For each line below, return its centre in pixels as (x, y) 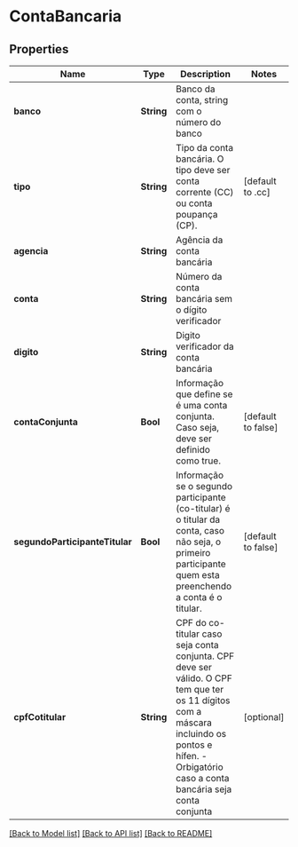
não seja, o (199, 542)
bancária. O (200, 159)
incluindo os (201, 734)
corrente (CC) (205, 192)
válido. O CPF (204, 678)
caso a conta (203, 778)
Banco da (196, 89)
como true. (199, 461)
